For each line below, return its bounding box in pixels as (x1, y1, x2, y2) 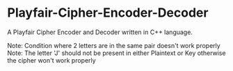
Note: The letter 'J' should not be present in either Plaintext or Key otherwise (7, 49, 226, 57)
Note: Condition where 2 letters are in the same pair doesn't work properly (7, 41, 220, 49)
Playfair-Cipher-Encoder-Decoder (7, 5, 209, 21)
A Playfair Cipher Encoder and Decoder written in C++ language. (7, 28, 193, 36)
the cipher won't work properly (7, 56, 96, 64)
